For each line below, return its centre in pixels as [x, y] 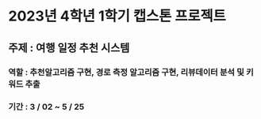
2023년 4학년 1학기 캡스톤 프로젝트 [117, 16]
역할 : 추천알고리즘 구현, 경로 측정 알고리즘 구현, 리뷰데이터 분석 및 [126, 72]
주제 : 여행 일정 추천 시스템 [69, 48]
